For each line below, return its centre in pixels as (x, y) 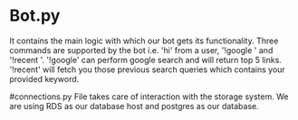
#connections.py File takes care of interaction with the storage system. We (149, 97)
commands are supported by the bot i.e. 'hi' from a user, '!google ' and (141, 50)
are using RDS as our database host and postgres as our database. (135, 106)
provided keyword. (44, 78)
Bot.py (35, 16)
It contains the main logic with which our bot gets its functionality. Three (144, 41)
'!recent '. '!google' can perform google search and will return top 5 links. (146, 60)
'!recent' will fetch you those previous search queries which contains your (147, 69)
